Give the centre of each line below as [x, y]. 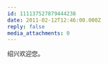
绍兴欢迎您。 [25, 54]
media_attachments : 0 [39, 33]
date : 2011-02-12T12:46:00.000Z [54, 20]
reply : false [26, 26]
